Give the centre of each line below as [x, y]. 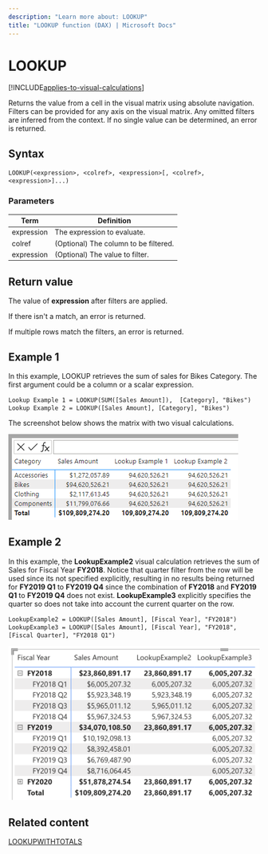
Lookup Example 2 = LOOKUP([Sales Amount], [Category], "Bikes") [119, 408]
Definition [114, 221]
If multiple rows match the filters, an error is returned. [96, 332]
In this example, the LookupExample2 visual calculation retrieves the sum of [134, 561]
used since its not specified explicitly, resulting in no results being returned [132, 578]
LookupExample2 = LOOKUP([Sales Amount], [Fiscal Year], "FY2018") [123, 619]
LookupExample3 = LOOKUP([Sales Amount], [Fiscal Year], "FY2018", [123, 627]
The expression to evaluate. [100, 232]
